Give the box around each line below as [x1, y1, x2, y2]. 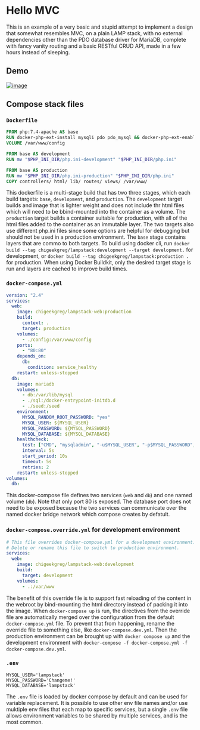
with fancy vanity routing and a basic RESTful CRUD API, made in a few [6, 42, 181, 50]
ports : [17, 342, 33, 348]
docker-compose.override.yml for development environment [6, 526, 180, 534]
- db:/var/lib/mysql [21, 392, 73, 398]
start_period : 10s [21, 453, 68, 460]
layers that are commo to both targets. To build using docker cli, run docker [6, 240, 190, 247]
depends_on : [17, 353, 46, 359]
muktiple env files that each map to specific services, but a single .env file [6, 706, 188, 713]
